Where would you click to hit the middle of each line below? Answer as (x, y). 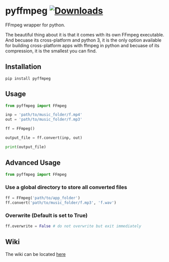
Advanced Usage (33, 163)
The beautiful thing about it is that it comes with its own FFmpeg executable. (85, 34)
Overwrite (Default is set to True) (46, 215)
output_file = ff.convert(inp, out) (44, 138)
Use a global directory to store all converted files (66, 188)
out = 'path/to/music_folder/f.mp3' (44, 120)
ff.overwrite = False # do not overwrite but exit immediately (73, 226)
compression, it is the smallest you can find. (51, 51)
